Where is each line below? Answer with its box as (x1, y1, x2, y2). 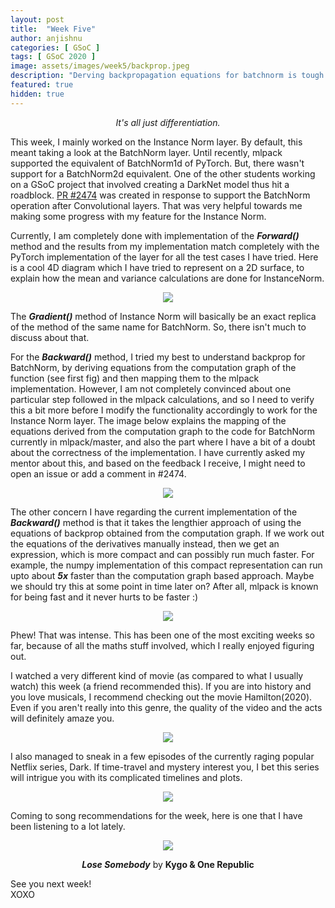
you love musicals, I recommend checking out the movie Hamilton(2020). (10, 691, 313, 703)
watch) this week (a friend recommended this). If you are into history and (10, 680, 312, 692)
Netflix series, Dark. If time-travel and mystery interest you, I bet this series (10, 761, 320, 773)
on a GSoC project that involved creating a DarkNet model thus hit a (10, 178, 290, 190)
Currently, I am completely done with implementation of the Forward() (10, 229, 300, 241)
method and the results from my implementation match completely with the (10, 240, 320, 252)
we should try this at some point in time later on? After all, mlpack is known (10, 580, 319, 592)
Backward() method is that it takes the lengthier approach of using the (10, 516, 302, 528)
